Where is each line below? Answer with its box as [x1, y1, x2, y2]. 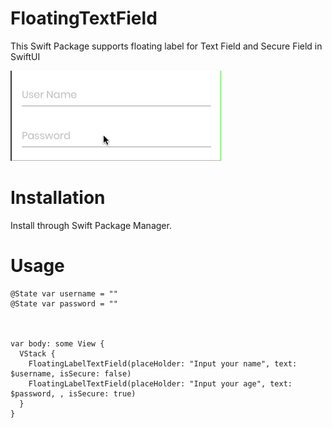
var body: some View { [10, 338, 105, 349]
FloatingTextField [10, 7, 158, 30]
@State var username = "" [10, 288, 118, 299]
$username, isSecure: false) [10, 368, 132, 379]
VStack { [19, 348, 56, 359]
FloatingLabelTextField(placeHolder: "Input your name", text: [28, 358, 298, 369]
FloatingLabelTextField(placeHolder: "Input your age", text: [28, 378, 293, 389]
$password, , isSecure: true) [10, 388, 137, 399]
